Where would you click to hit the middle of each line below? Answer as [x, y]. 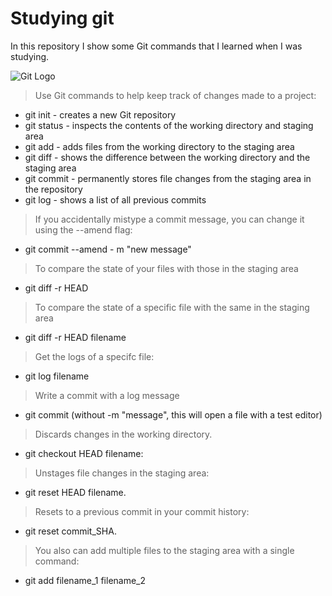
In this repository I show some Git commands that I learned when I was [156, 46]
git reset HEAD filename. [75, 492]
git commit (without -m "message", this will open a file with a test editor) [173, 414]
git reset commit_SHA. [70, 531]
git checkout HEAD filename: [84, 453]
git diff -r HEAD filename [75, 337]
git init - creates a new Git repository [100, 114]
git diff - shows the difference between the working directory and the [167, 157]
